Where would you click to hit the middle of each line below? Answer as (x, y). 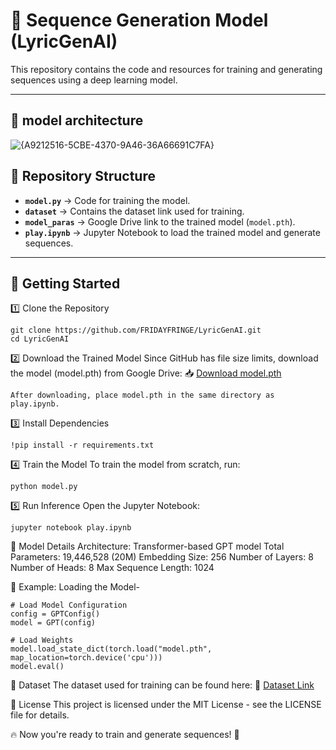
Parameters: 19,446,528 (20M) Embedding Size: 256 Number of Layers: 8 (162, 557)
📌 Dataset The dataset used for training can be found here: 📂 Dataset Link (162, 685)
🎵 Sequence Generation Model (139, 20)
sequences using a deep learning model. (94, 80)
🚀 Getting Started (65, 283)
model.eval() (37, 667)
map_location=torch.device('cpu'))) (86, 658)
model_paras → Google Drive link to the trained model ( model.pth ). (160, 221)
